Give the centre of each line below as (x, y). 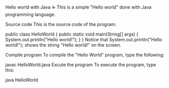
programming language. (31, 14)
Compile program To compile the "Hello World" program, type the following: (85, 55)
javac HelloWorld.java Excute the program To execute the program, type (81, 65)
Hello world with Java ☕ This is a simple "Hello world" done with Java (78, 7)
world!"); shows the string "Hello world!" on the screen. (63, 45)
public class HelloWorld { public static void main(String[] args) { (72, 34)
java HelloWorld (22, 80)
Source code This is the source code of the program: (61, 24)
